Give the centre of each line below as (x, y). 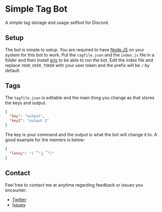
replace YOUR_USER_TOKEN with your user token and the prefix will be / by (78, 65)
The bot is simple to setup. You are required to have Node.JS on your (75, 49)
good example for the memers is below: (45, 140)
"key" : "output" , (27, 116)
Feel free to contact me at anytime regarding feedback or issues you (74, 185)
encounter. (16, 190)
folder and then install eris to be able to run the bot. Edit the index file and (79, 60)
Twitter (19, 199)
